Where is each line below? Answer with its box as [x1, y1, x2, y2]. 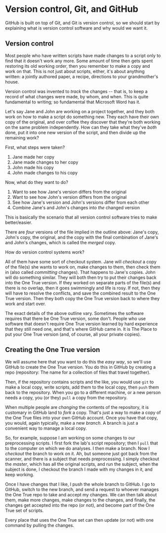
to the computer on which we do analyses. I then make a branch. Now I [5, 445, 150, 451]
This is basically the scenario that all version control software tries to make [5, 214, 157, 220]
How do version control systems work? [5, 249, 85, 255]
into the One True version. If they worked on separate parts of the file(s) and [5, 279, 161, 285]
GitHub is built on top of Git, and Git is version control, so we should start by [5, 20, 160, 26]
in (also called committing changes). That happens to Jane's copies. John [5, 269, 156, 275]
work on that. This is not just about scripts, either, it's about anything [5, 68, 145, 74]
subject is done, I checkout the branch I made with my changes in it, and [5, 466, 153, 472]
